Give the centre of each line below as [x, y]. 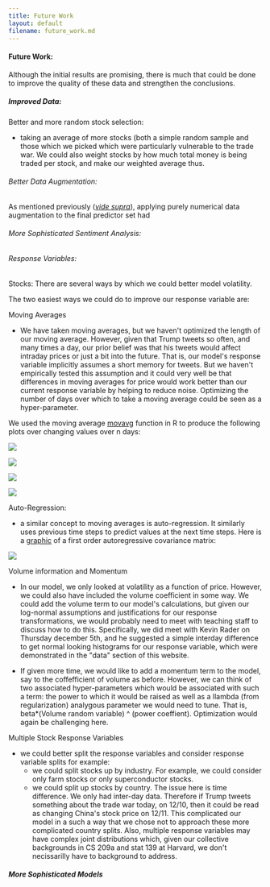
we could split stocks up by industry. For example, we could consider [147, 770]
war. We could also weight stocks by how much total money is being [133, 155]
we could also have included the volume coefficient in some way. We [135, 595]
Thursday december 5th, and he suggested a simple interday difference [139, 638]
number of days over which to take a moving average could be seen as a [141, 399]
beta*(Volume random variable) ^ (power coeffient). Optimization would [139, 713]
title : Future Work [41, 16]
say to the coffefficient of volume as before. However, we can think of [136, 679]
